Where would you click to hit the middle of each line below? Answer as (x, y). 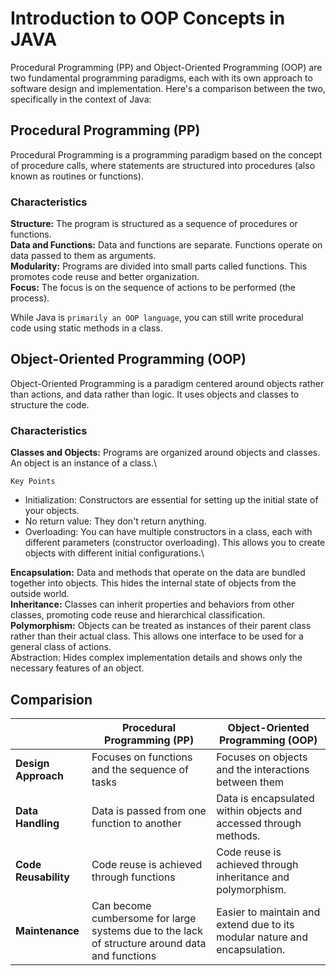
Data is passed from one (149, 810)
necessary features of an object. (77, 668)
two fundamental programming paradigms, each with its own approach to (161, 78)
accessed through (259, 823)
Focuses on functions (142, 757)
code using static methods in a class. (86, 328)
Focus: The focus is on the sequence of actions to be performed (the (153, 288)
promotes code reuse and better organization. (105, 277)
